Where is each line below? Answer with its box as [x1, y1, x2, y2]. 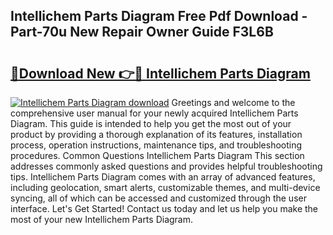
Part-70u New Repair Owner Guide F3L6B [10, 24, 274, 41]
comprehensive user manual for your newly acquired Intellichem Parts [10, 107, 299, 119]
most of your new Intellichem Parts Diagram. [10, 214, 194, 225]
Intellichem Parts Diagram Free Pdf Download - [10, 8, 308, 25]
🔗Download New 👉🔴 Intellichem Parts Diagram [10, 65, 311, 82]
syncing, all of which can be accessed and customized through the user [10, 192, 307, 204]
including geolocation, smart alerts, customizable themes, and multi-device [10, 182, 321, 193]
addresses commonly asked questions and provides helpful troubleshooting [10, 160, 323, 172]
